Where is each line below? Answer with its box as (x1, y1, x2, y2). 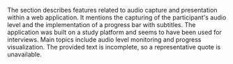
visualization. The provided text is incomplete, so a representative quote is (7, 43, 221, 51)
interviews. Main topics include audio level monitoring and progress (7, 35, 202, 44)
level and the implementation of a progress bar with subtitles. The (7, 21, 196, 29)
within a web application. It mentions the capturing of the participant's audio (7, 13, 227, 22)
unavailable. (7, 50, 42, 58)
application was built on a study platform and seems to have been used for (7, 28, 222, 36)
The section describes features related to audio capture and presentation (7, 6, 218, 14)
